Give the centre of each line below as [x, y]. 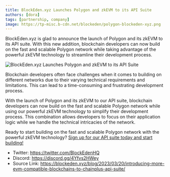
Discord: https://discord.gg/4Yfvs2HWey [56, 158]
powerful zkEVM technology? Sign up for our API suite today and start [79, 137]
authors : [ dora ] [22, 15]
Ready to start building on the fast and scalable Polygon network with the [82, 132]
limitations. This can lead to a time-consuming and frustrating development [84, 85]
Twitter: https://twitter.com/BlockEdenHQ [56, 153]
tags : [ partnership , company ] [38, 19]
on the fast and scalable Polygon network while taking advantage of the [81, 49]
